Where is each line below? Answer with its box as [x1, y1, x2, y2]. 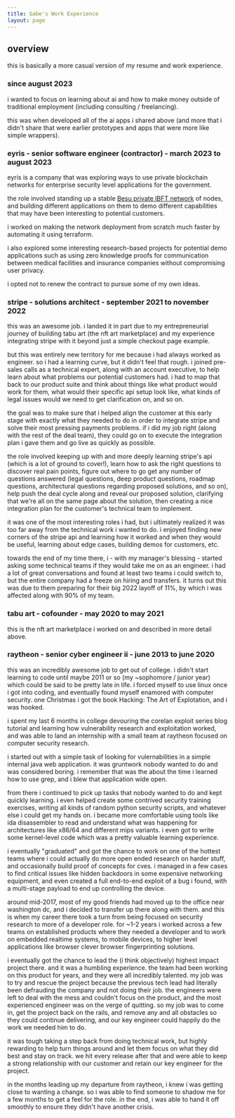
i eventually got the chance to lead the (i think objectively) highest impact [7, 956, 219, 964]
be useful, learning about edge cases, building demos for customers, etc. [7, 540, 220, 549]
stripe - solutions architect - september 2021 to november [7, 297, 209, 307]
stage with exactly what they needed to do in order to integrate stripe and [7, 416, 220, 425]
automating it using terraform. [7, 229, 93, 239]
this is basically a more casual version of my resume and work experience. [7, 61, 223, 70]
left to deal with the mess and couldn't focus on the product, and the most [7, 993, 222, 1001]
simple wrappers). [7, 131, 60, 139]
